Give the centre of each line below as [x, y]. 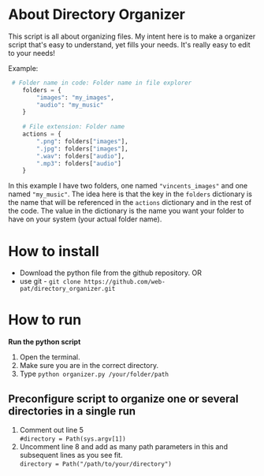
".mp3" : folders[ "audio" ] [79, 163]
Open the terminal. [50, 357]
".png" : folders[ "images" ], [82, 141]
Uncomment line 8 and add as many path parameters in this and [124, 446]
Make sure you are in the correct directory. [89, 366]
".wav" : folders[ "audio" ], [81, 156]
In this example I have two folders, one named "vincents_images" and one [128, 186]
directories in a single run [72, 411]
